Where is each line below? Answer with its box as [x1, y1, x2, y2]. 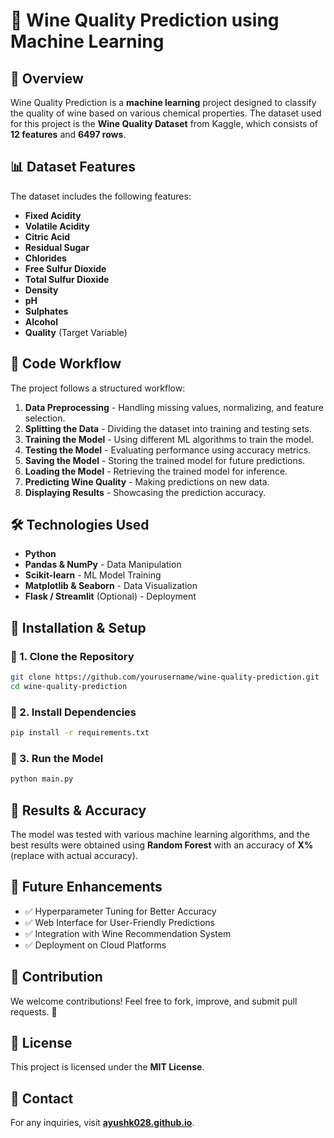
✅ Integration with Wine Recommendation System [24, 927, 232, 939]
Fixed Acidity [24, 209, 82, 221]
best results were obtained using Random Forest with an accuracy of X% [10, 839, 314, 851]
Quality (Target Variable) [24, 326, 128, 338]
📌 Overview [10, 70, 84, 87]
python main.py [10, 774, 74, 784]
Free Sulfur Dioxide [24, 262, 107, 274]
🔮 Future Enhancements [10, 879, 163, 896]
